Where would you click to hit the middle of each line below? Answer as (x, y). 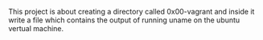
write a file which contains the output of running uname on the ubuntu (124, 20)
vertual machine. (36, 28)
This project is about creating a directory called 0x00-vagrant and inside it (131, 12)
